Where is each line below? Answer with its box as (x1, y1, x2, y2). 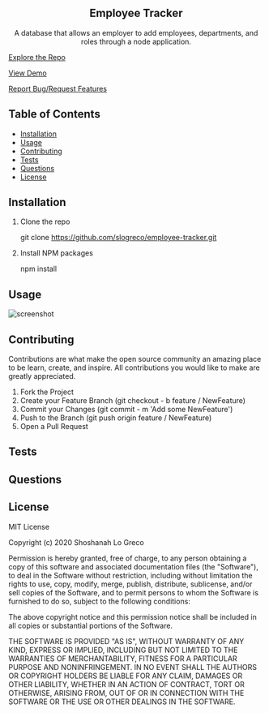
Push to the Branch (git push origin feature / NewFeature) (19, 413, 212, 423)
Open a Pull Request (19, 422, 89, 432)
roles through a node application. (80, 37, 192, 46)
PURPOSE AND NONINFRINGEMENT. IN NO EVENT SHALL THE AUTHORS (8, 662, 258, 672)
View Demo (8, 68, 47, 78)
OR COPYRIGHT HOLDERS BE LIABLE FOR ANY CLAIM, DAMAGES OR (8, 671, 243, 681)
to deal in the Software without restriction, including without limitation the (8, 570, 253, 580)
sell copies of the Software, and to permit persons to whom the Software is (8, 587, 259, 597)
